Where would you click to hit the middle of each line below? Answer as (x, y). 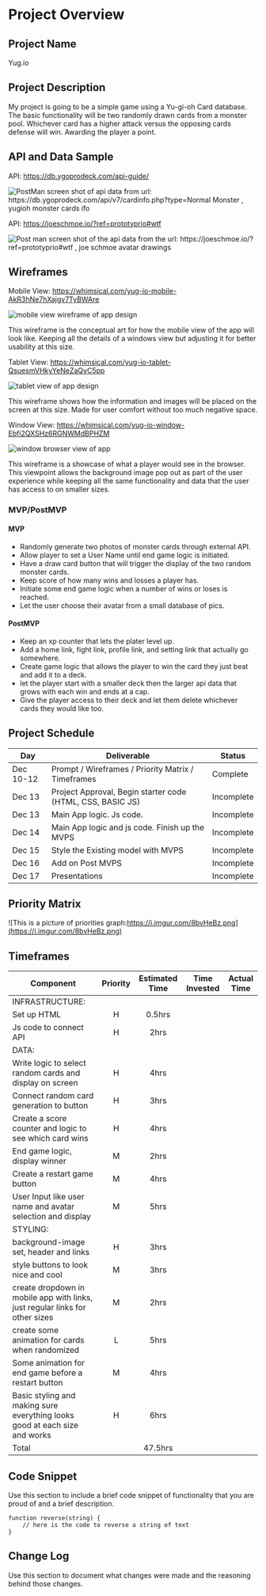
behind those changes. (46, 1583)
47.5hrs (158, 1448)
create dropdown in (49, 1288)
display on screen (45, 1083)
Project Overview (66, 15)
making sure (35, 1405)
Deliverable (128, 755)
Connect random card (53, 1096)
